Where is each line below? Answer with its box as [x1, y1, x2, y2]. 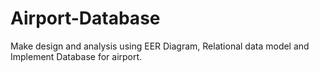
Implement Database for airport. [10, 50, 143, 62]
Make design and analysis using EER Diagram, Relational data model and [10, 40, 310, 52]
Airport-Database [10, 7, 161, 30]
